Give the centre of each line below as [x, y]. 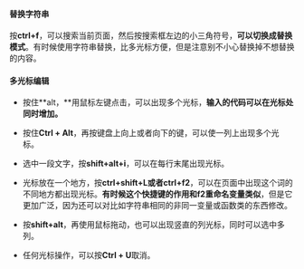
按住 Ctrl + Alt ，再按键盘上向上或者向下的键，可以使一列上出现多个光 [151, 133]
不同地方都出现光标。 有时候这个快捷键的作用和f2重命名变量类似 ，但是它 [157, 194]
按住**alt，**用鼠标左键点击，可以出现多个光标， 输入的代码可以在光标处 [158, 102]
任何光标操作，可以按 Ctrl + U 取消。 [89, 255]
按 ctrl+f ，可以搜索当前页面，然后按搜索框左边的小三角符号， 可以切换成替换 [151, 35]
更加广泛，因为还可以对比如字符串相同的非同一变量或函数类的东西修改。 [157, 206]
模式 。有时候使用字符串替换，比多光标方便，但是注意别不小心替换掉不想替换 [152, 47]
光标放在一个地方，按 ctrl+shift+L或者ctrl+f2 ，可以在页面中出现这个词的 [158, 183]
